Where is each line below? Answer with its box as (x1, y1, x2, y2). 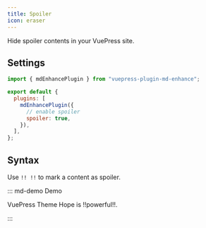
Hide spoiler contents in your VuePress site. (7, 36, 135, 45)
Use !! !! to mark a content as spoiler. (7, 173, 121, 181)
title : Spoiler (7, 10, 52, 18)
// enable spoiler (25, 108, 80, 115)
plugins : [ (13, 95, 46, 103)
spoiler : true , (25, 115, 71, 122)
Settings (7, 57, 46, 69)
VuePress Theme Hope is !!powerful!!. (7, 200, 118, 209)
